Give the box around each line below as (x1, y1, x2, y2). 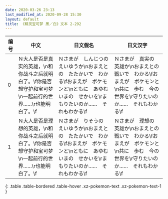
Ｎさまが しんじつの (58, 56, 109, 63)
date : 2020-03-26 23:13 (5, 7, 55, 13)
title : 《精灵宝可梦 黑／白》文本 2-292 (5, 21, 81, 27)
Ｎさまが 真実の (114, 56, 154, 63)
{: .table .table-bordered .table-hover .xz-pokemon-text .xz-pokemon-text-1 (5, 183, 161, 189)
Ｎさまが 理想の (114, 117, 154, 124)
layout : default (5, 17, 39, 22)
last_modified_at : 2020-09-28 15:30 (5, 12, 81, 17)
